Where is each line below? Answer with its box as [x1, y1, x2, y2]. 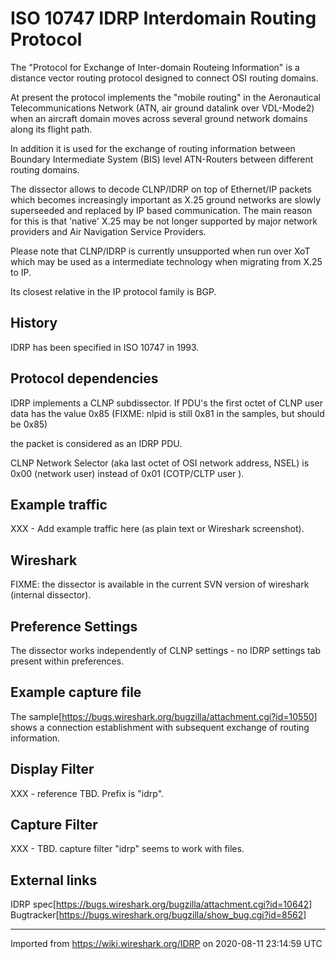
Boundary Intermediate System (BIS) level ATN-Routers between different [10, 153, 314, 165]
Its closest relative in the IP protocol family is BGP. [10, 285, 217, 297]
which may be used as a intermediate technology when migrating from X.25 [10, 255, 323, 267]
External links [10, 872, 98, 889]
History [10, 315, 58, 332]
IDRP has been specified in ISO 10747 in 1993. [10, 341, 200, 353]
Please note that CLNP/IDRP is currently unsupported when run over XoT [10, 245, 311, 257]
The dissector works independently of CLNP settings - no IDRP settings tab [10, 645, 322, 656]
